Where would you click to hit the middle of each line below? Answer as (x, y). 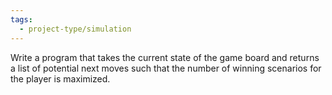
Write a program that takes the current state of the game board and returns (165, 57)
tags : (21, 19)
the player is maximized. (60, 78)
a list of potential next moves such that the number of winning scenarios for (166, 68)
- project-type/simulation (75, 29)
